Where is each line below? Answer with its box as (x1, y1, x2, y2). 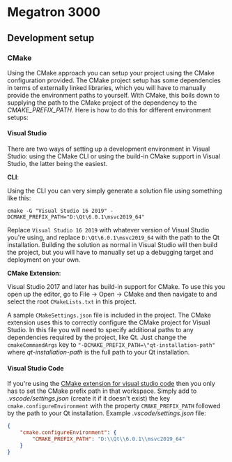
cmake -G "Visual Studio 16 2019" (7, 207, 108, 215)
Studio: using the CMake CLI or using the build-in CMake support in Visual (7, 152, 221, 161)
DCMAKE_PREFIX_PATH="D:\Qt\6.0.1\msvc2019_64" (7, 214, 145, 221)
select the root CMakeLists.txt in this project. (7, 297, 137, 306)
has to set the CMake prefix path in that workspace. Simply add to (7, 387, 197, 395)
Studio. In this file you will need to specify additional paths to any (7, 326, 194, 334)
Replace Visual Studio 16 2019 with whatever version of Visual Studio (7, 226, 210, 234)
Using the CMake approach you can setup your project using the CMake (7, 68, 215, 77)
